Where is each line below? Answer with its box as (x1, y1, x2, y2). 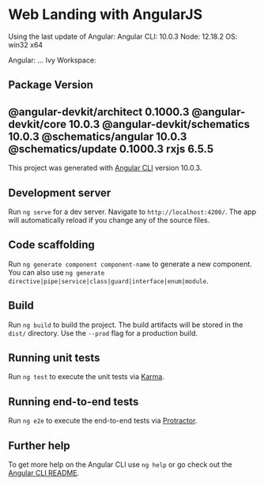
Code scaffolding (8, 239, 95, 252)
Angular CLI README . (8, 468, 80, 478)
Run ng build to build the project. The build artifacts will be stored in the (8, 320, 243, 329)
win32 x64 (8, 39, 43, 49)
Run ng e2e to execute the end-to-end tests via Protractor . (8, 416, 198, 426)
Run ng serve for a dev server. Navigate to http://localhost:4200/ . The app (8, 207, 257, 216)
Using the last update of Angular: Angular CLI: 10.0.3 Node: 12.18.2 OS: (8, 32, 238, 41)
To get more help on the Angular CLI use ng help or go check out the (8, 460, 232, 469)
